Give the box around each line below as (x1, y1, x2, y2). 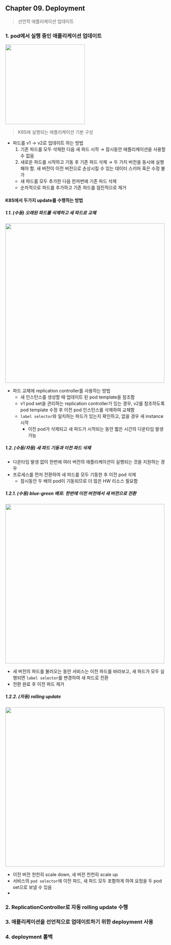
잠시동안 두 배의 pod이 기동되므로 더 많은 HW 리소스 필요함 (20, 478, 138, 484)
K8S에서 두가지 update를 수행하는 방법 (5, 197, 83, 203)
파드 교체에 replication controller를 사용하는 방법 (12, 387, 111, 393)
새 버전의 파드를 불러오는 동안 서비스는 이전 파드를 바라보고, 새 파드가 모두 (12, 668, 159, 674)
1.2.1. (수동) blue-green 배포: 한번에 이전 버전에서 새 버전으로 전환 (5, 490, 136, 496)
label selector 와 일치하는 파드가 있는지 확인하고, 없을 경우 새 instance (20, 413, 164, 419)
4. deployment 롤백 (5, 933, 53, 940)
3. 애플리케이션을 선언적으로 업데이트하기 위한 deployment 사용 (5, 918, 154, 926)
